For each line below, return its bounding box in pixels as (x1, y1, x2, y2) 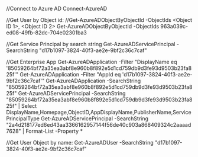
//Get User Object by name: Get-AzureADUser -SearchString (6, 139, 154, 146)
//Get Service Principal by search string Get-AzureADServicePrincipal (6, 41, 176, 47)
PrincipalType (6, 115, 40, 122)
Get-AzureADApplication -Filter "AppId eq (20, 71, 121, 78)
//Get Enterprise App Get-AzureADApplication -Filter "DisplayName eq (6, 59, 177, 65)
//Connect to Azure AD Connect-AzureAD (6, 5, 108, 12)
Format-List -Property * (25, 127, 83, 134)
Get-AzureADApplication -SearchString (46, 77, 141, 84)
